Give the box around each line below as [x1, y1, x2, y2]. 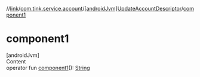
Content [6, 57, 26, 65]
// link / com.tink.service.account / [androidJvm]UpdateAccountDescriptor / [6, 5, 184, 12]
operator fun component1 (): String [6, 64, 90, 71]
